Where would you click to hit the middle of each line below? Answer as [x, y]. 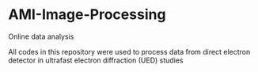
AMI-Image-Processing [87, 15]
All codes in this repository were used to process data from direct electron [129, 51]
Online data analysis [41, 36]
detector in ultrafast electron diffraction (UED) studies [96, 60]
